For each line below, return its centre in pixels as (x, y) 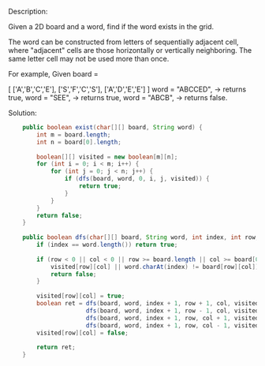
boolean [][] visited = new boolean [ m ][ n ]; (107, 157)
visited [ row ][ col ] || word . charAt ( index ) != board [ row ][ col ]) (155, 267)
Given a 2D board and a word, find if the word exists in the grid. (111, 26)
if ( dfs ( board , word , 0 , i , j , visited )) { (137, 179)
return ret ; (56, 347)
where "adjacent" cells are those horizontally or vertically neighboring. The (130, 50)
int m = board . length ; (74, 134)
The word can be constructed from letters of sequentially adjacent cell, (123, 42)
